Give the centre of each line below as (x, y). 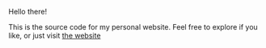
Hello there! (27, 12)
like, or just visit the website (55, 36)
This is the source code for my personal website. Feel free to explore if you (133, 27)
